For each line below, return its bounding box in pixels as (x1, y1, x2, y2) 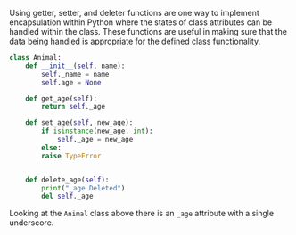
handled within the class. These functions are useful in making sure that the (9, 27, 288, 36)
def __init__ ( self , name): (25, 61, 126, 70)
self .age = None (41, 77, 102, 87)
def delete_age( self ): (25, 175, 110, 184)
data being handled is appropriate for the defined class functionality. (9, 36, 261, 46)
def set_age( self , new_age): (25, 118, 134, 127)
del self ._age (41, 191, 94, 201)
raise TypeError (41, 151, 102, 160)
